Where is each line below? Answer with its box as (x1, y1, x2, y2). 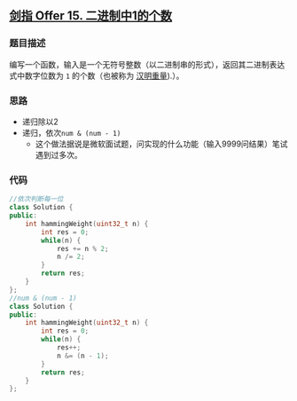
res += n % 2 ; (56, 244, 109, 253)
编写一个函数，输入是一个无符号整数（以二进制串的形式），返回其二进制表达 (9, 59, 285, 69)
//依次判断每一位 (9, 194, 64, 204)
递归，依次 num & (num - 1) (21, 127, 121, 138)
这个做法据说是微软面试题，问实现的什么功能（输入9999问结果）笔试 (35, 138, 288, 149)
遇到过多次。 (35, 149, 82, 160)
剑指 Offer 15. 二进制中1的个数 (9, 8, 173, 24)
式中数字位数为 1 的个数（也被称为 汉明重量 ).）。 (9, 70, 184, 81)
